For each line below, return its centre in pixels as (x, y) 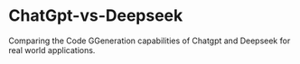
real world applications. (52, 50)
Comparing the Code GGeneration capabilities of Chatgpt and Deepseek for (150, 41)
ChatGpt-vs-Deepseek (96, 16)
